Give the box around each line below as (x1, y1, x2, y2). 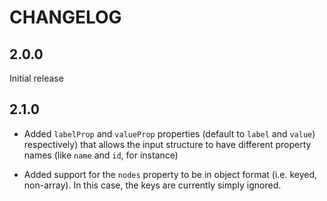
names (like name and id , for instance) (23, 149, 179, 161)
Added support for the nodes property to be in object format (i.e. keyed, (23, 168, 318, 180)
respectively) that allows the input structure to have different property (23, 138, 312, 150)
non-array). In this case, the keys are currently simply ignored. (23, 179, 282, 191)
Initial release (9, 72, 64, 84)
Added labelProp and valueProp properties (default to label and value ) (23, 127, 316, 140)
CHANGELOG (9, 6, 122, 29)
